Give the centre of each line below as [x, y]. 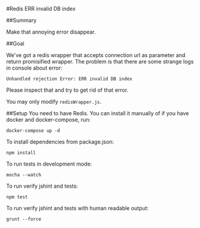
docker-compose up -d [33, 131]
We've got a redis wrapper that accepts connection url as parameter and [96, 55]
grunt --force [24, 219]
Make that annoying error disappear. [51, 32]
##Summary [22, 20]
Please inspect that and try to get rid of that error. [67, 90]
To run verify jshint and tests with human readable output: [78, 208]
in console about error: [34, 68]
